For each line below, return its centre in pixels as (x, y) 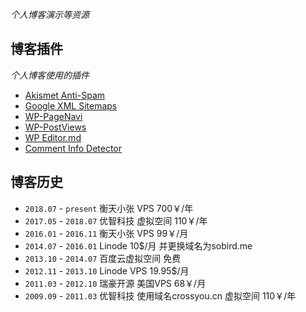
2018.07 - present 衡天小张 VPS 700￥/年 (109, 208)
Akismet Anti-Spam (65, 95)
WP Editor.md (53, 137)
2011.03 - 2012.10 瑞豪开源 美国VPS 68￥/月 (115, 283)
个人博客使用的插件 (50, 75)
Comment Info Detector (73, 148)
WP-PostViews (55, 127)
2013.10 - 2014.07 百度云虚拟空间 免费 (103, 258)
